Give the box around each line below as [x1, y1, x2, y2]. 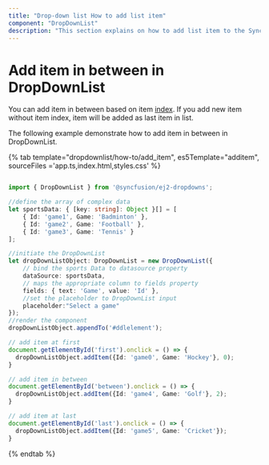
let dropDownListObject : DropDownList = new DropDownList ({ [8, 257, 214, 265]
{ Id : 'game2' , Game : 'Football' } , [22, 220, 146, 228]
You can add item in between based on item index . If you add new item [8, 105, 243, 114]
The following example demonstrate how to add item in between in [8, 129, 228, 138]
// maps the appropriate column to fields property [22, 279, 199, 287]
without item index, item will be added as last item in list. [8, 113, 194, 122]
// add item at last [8, 412, 78, 420]
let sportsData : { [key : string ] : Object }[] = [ [8, 206, 178, 214]
